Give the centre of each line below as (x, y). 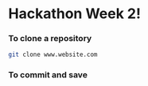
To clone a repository (50, 39)
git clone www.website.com (53, 55)
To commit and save (48, 75)
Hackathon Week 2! (75, 14)
